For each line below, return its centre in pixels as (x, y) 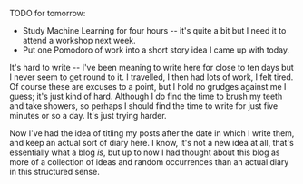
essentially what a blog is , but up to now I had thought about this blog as (145, 152)
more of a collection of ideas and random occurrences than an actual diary (149, 162)
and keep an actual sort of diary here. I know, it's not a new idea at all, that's (152, 143)
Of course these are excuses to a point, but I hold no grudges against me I (148, 87)
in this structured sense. (54, 172)
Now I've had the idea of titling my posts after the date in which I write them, (152, 133)
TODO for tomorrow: (48, 13)
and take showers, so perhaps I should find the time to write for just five (144, 106)
